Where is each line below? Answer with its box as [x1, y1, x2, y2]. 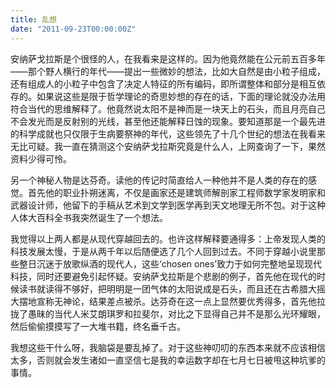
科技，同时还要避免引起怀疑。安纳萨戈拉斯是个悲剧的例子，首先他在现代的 [10, 270, 317, 282]
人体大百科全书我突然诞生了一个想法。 [10, 211, 168, 223]
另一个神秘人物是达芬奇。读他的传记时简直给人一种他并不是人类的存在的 [10, 174, 308, 186]
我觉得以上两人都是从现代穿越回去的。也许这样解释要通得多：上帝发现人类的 [10, 232, 326, 245]
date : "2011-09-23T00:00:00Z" [10, 24, 137, 34]
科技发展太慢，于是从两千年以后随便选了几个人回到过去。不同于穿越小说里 [10, 245, 317, 257]
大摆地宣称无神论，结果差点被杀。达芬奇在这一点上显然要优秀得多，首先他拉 [10, 295, 326, 307]
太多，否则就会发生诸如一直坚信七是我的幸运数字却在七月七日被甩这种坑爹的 [10, 354, 326, 366]
